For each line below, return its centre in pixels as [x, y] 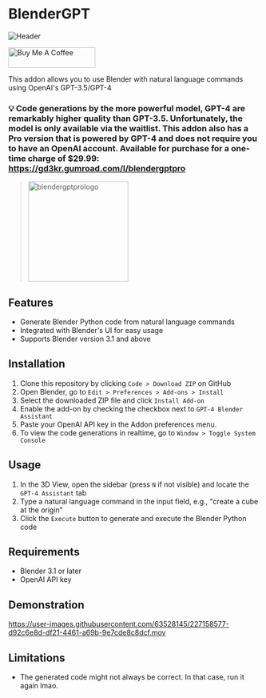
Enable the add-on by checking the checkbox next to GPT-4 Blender [131, 408]
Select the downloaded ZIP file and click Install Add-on [112, 400]
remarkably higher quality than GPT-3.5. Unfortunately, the [126, 118]
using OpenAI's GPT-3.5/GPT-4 [60, 87]
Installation [37, 364]
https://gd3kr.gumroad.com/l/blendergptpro [97, 168]
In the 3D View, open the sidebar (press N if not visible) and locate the [134, 484]
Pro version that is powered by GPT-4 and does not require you [133, 138]
